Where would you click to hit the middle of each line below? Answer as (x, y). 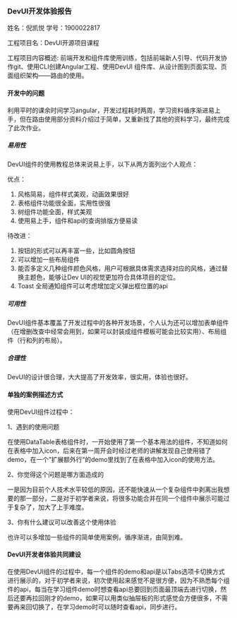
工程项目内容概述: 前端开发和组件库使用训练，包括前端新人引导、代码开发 (114, 58)
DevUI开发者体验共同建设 (44, 554)
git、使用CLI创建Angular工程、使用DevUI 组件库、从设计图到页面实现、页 (120, 67)
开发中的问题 (26, 93)
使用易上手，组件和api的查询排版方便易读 (78, 221)
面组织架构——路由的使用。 (48, 76)
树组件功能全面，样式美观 (55, 212)
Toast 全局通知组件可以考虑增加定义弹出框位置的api (92, 286)
